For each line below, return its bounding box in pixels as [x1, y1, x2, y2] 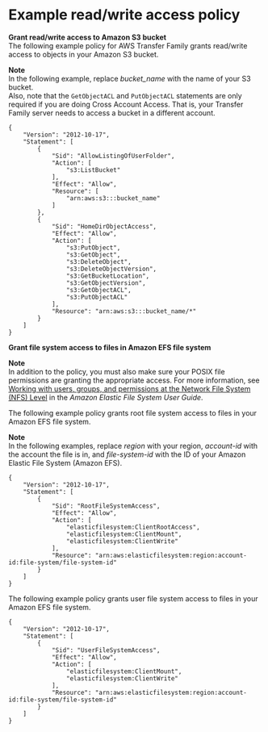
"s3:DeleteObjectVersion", [65, 265, 157, 273]
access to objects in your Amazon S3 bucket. [8, 49, 159, 59]
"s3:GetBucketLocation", [65, 272, 150, 280]
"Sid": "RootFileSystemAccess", [51, 502, 161, 510]
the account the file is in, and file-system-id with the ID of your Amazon [8, 450, 246, 459]
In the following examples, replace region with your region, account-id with [8, 441, 258, 450]
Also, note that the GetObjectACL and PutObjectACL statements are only [8, 90, 242, 100]
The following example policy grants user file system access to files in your [8, 593, 258, 603]
